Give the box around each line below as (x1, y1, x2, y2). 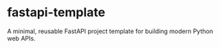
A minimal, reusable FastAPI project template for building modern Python (7, 27, 213, 35)
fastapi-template (7, 5, 105, 20)
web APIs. (7, 34, 36, 42)
